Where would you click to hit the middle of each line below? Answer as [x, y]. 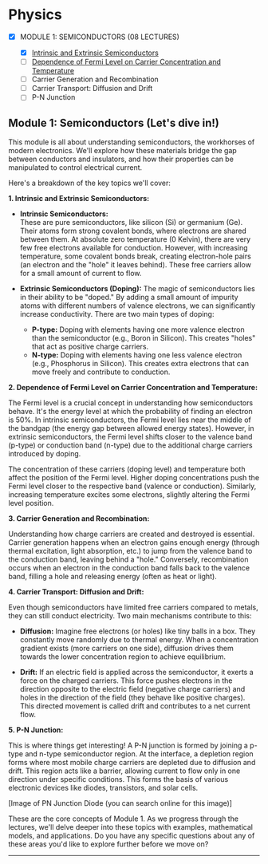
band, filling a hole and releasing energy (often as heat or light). [112, 577]
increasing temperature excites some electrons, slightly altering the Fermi [129, 495]
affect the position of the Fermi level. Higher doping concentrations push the [134, 478]
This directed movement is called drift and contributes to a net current [135, 706]
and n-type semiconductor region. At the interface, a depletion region [139, 754]
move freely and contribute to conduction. [101, 372]
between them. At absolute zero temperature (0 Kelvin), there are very [135, 239]
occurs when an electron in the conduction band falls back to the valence [129, 568]
